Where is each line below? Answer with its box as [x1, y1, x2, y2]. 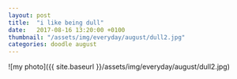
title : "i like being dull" [8, 19, 104, 27]
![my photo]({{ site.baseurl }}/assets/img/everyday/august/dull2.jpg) [8, 62, 231, 71]
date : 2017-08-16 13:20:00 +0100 [8, 26, 126, 34]
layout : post [8, 11, 51, 20]
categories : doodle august [8, 41, 97, 48]
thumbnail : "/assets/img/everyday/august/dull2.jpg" [8, 33, 186, 41]
